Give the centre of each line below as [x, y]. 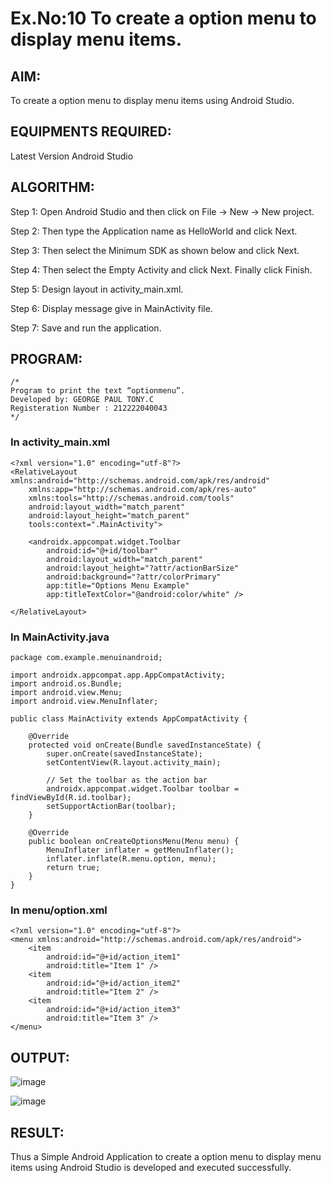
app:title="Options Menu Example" [118, 585]
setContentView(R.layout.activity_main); [134, 763]
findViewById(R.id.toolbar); [71, 798]
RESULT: [37, 1132]
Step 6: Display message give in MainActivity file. [111, 308]
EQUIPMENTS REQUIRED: [91, 132]
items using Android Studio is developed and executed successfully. [151, 1167]
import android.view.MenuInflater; [84, 702]
